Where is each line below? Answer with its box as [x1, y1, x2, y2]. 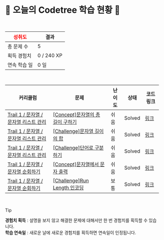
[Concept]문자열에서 [53, 160, 99, 167]
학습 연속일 [5, 229, 26, 236]
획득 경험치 [7, 52, 32, 59]
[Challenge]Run [53, 177, 89, 184]
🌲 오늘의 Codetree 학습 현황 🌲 [5, 4, 121, 16]
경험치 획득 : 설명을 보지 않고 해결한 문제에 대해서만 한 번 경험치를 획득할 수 [5, 217, 148, 223]
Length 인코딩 [53, 184, 84, 191]
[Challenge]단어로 [53, 144, 94, 151]
